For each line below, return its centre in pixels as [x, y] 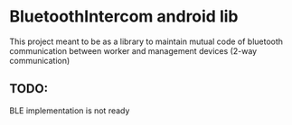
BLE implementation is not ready [70, 111]
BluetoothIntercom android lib [124, 17]
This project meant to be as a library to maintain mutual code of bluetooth [146, 41]
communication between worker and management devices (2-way [133, 50]
